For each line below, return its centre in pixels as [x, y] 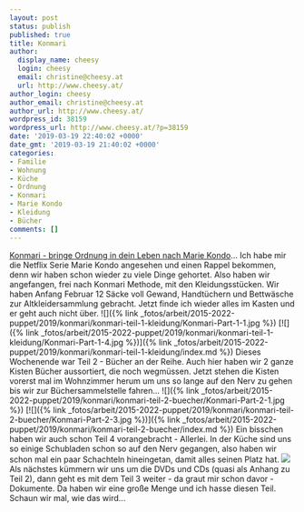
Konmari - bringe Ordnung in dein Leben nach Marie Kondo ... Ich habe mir [148, 255]
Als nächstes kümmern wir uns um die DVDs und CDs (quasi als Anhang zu [150, 468]
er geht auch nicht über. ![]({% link [74, 313]
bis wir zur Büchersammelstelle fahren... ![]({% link [104, 390]
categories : [32, 153]
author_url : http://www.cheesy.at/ [77, 111]
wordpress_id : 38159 [49, 119]
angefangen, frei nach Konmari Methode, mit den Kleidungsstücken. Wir [144, 284]
